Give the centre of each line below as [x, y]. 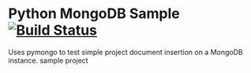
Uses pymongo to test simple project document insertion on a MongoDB [126, 52]
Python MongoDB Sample [94, 14]
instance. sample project [48, 60]
